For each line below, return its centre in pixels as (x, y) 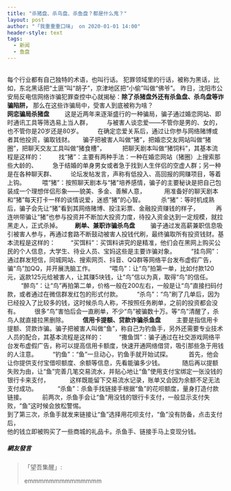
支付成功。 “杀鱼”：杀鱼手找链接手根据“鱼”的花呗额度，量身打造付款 (113, 388)
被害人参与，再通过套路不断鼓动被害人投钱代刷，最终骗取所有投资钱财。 (115, 233)
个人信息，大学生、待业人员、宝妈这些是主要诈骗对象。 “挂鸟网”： (120, 251)
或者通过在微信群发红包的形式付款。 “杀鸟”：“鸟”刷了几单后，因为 (119, 294)
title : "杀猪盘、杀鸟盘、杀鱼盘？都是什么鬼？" (67, 13)
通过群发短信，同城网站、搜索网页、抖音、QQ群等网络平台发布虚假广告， (111, 260)
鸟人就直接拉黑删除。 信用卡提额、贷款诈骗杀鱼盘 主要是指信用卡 (113, 319)
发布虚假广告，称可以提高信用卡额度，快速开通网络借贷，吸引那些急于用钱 (118, 345)
